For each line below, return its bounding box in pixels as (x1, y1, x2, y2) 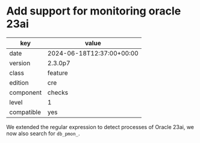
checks (47, 88, 68, 97)
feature (47, 68, 68, 77)
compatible (9, 107, 41, 116)
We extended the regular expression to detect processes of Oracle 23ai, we (6, 123, 195, 130)
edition (9, 78, 29, 87)
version (9, 59, 31, 67)
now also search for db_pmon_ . (6, 130, 80, 137)
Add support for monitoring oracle (6, 4, 181, 18)
